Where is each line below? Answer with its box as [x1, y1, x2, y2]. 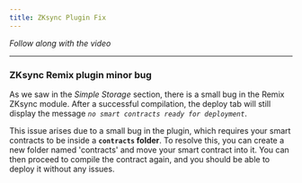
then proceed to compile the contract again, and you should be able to [9, 153, 271, 164]
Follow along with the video [9, 38, 111, 48]
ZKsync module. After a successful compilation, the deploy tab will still [9, 98, 271, 109]
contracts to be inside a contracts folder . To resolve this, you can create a [9, 135, 285, 145]
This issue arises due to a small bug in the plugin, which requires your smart [9, 125, 291, 135]
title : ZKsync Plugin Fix [9, 13, 106, 22]
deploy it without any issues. [9, 163, 115, 174]
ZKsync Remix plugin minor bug [9, 68, 153, 81]
